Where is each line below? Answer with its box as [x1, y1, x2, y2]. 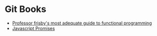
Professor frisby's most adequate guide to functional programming [12, 20, 152, 26]
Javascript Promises [12, 25, 55, 31]
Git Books [5, 3, 47, 15]
